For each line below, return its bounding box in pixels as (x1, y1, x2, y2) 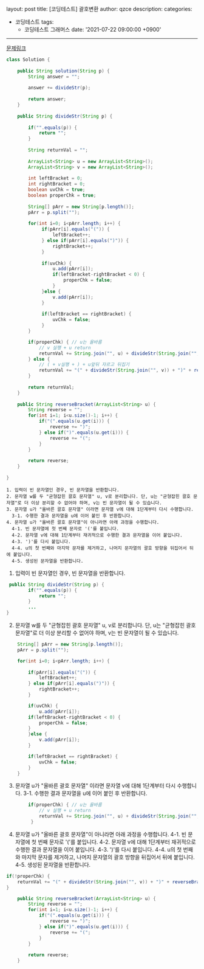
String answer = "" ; (28, 74, 80, 80)
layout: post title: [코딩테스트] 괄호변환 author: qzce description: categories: (6, 5, 192, 12)
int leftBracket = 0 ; (28, 175, 83, 181)
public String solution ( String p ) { (17, 68, 110, 74)
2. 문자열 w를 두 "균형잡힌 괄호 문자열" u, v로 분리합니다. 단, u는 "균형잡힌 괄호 (6, 493, 191, 499)
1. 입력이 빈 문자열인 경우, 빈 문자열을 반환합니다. (6, 487, 120, 493)
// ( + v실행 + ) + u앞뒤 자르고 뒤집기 (38, 361, 130, 368)
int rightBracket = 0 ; (28, 181, 86, 187)
